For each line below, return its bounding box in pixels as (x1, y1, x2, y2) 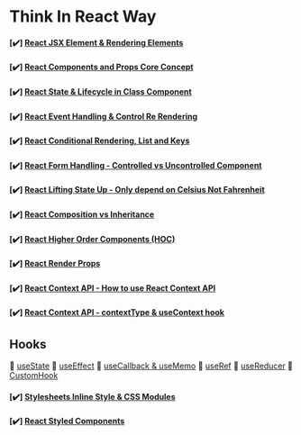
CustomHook (9, 370, 59, 381)
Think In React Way (9, 6, 157, 27)
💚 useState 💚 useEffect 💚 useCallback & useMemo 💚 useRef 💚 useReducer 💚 (9, 360, 294, 371)
